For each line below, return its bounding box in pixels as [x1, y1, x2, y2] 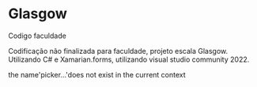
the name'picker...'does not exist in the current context [8, 70, 186, 79]
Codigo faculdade [8, 31, 67, 40]
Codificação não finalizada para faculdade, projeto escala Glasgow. [8, 46, 229, 55]
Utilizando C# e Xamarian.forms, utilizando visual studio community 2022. [8, 55, 250, 64]
